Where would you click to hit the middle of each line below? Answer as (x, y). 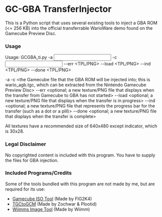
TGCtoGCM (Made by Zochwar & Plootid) (54, 204)
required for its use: (25, 189)
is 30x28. (15, 131)
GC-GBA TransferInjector (58, 9)
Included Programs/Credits (38, 173)
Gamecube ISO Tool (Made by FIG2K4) (52, 199)
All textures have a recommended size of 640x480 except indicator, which (81, 126)
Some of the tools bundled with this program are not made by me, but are (80, 184)
